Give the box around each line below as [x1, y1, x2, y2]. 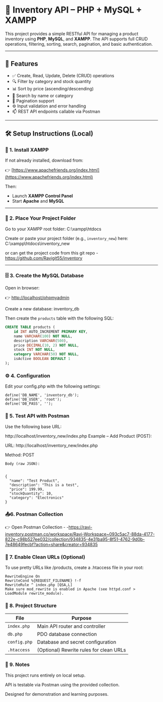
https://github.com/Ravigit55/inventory [5, 255, 82, 261]
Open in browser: [5, 285, 40, 291]
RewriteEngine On [5, 574, 40, 579]
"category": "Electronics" [9, 495, 64, 500]
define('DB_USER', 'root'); [5, 397, 62, 402]
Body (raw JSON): [5, 461, 40, 466]
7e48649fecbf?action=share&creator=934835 [5, 541, 98, 547]
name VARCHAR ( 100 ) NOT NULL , [14, 334, 73, 339]
